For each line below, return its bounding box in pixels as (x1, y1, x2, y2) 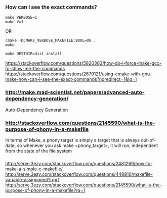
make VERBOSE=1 (5, 15, 37, 20)
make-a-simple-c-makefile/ (5, 166, 63, 172)
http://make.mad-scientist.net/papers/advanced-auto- (5, 89, 145, 96)
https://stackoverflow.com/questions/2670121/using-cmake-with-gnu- (5, 71, 152, 77)
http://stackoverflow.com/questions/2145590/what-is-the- (5, 119, 155, 126)
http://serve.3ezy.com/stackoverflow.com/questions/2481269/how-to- (5, 160, 153, 166)
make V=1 (5, 19, 24, 25)
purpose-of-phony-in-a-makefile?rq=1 (5, 187, 85, 193)
